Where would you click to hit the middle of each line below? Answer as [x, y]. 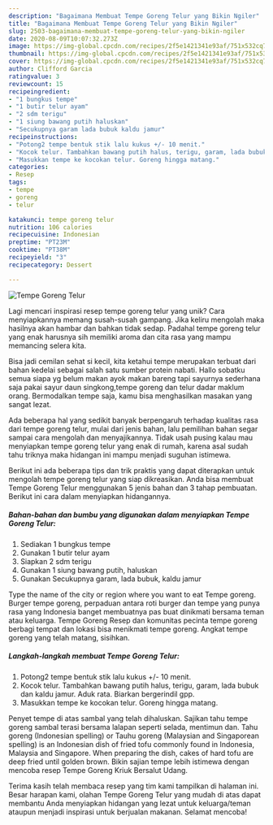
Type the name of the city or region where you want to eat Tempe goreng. [132, 594]
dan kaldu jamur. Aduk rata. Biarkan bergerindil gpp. [107, 694]
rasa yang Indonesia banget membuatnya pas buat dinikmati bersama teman [136, 611]
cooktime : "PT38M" [39, 250]
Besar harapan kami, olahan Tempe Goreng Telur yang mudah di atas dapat [135, 794]
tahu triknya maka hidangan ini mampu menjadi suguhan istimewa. [120, 454]
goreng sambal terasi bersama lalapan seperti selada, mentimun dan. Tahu [133, 727]
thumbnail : [27, 54]
